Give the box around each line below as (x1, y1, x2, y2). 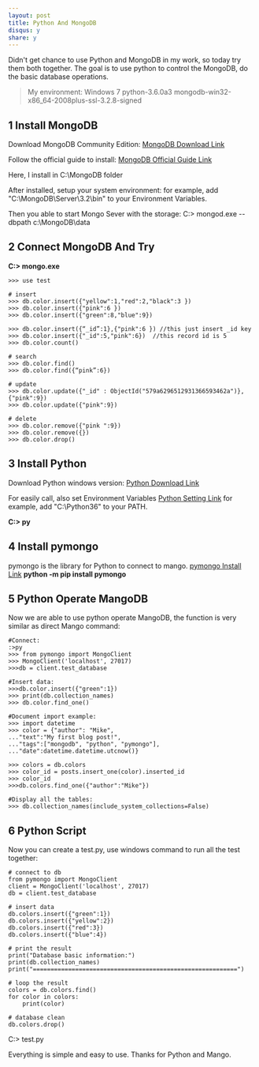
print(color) (22, 1000, 65, 1008)
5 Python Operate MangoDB (8, 592, 148, 605)
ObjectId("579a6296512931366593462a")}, (109, 387, 245, 395)
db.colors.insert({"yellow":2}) (8, 917, 114, 925)
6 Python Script (8, 824, 87, 837)
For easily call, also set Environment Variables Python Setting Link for (8, 493, 233, 502)
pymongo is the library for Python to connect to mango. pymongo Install (8, 561, 242, 570)
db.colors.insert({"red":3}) (8, 924, 104, 932)
